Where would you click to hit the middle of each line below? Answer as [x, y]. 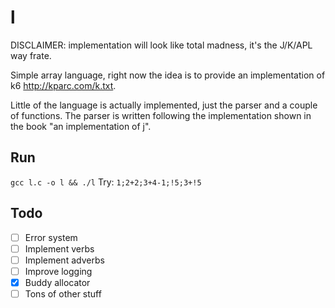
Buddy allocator [57, 282]
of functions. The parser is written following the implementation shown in [161, 115]
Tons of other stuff [63, 293]
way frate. [31, 55]
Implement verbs [59, 248]
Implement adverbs [64, 260]
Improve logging [58, 271]
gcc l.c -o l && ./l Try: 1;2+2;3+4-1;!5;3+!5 [106, 182]
